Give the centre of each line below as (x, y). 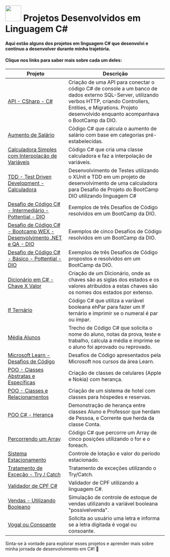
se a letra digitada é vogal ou (102, 525)
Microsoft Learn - (29, 355)
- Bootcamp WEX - (31, 231)
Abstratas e (22, 376)
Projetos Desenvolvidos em (82, 18)
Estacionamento (27, 460)
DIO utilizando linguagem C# (102, 195)
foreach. (78, 445)
